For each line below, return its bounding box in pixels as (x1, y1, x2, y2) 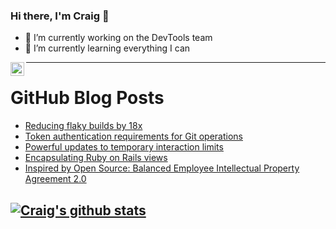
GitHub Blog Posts (10, 87, 165, 109)
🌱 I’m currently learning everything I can (24, 42, 191, 54)
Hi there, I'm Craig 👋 (10, 9, 110, 23)
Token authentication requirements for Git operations (24, 130, 243, 143)
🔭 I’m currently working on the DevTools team (24, 32, 213, 44)
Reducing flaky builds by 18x (24, 120, 143, 132)
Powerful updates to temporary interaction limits (24, 141, 224, 153)
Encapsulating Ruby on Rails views (24, 152, 168, 164)
